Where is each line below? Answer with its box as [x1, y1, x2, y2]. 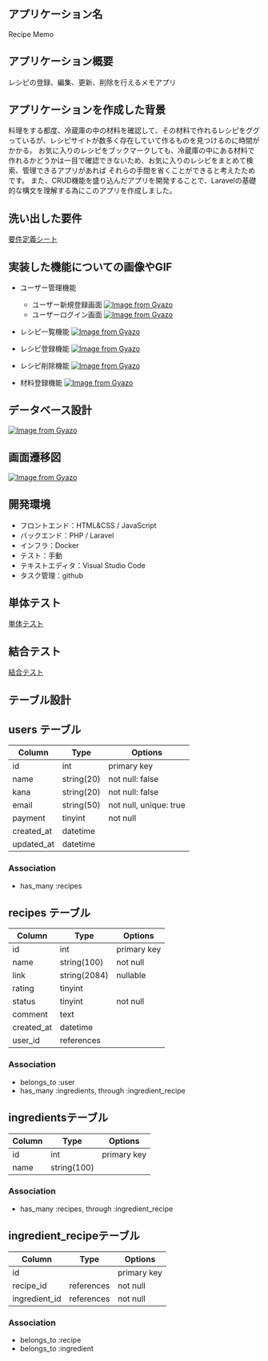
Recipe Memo [8, 29, 54, 38]
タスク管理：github [19, 570, 84, 580]
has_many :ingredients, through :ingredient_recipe [19, 1085, 186, 1095]
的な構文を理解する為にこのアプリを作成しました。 [8, 186, 177, 195]
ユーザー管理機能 [19, 283, 77, 292]
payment [12, 812, 46, 823]
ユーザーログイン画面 [31, 310, 102, 320]
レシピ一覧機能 [19, 327, 70, 336]
